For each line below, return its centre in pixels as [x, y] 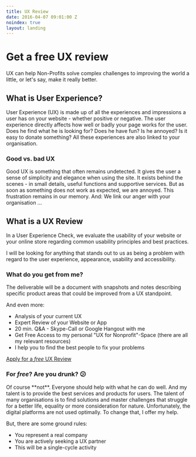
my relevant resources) [43, 341]
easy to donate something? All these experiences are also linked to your [93, 137]
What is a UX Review [45, 221]
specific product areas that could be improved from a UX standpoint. [89, 293]
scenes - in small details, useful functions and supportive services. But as [95, 184]
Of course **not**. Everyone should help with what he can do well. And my [97, 387]
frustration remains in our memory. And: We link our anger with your [88, 196]
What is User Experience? [54, 98]
